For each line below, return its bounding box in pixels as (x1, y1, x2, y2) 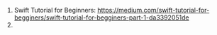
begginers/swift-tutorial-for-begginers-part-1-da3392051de (13, 13, 189, 22)
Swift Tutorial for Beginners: (13, 6, 96, 14)
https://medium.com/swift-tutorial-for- (96, 6, 210, 14)
